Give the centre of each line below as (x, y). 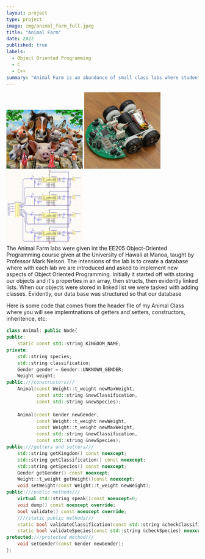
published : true (27, 45)
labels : (16, 52)
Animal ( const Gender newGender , (58, 415)
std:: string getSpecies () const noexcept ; (72, 466)
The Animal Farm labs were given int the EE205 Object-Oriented (87, 249)
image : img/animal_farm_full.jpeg (50, 26)
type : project (24, 19)
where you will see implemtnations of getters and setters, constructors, (96, 312)
